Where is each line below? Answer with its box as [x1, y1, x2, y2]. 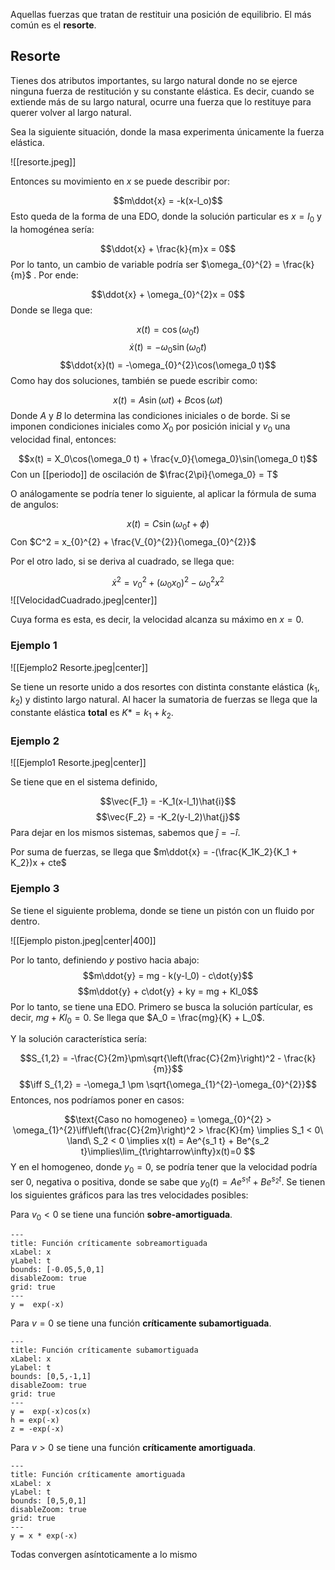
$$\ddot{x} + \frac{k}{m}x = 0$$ [99, 242, 237, 254]
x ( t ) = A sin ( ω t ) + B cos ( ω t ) [113, 394, 223, 406]
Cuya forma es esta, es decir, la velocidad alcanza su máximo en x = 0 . [10, 614, 304, 626]
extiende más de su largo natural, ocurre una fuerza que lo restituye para [10, 95, 312, 108]
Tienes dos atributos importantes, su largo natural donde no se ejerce [10, 74, 298, 86]
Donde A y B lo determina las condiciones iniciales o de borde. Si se [10, 410, 291, 422]
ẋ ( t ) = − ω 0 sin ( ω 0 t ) [129, 341, 207, 356]
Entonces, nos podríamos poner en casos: [10, 1094, 185, 1106]
